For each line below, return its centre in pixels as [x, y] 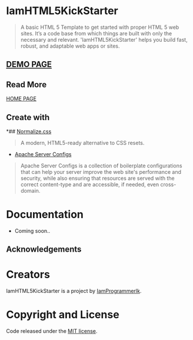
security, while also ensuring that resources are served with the [97, 178]
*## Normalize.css [29, 131]
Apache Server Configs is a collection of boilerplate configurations [101, 166]
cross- [168, 184]
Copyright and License [63, 315]
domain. [30, 190]
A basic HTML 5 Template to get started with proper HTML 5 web [100, 27]
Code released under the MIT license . [52, 331]
